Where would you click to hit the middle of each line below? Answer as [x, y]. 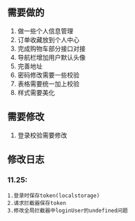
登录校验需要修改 [42, 135]
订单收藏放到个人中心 [48, 39]
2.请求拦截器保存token [37, 203]
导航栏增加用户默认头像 [51, 57]
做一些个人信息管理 [45, 31]
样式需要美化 [36, 92]
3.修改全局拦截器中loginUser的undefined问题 [67, 211]
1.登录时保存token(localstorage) [53, 196]
